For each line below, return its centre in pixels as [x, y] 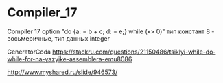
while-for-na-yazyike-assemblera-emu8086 [70, 59]
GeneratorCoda [29, 52]
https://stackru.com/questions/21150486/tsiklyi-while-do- [134, 52]
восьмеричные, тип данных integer [58, 38]
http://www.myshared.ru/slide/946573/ [62, 72]
